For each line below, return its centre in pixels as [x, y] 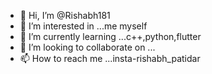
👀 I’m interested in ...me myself [83, 26]
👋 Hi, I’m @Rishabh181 [65, 15]
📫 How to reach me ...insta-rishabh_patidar [110, 58]
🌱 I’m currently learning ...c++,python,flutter [110, 36]
